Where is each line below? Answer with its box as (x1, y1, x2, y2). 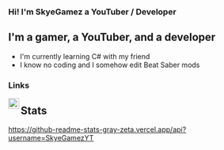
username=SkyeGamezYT (8, 133, 94, 143)
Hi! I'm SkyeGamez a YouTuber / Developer (8, 6, 177, 17)
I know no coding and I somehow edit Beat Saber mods (19, 60, 200, 69)
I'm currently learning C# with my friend (19, 51, 150, 61)
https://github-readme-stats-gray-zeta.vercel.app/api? (8, 125, 187, 134)
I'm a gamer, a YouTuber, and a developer (8, 31, 216, 44)
